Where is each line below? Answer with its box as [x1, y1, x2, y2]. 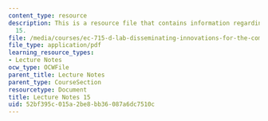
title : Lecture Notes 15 [8, 93, 91, 101]
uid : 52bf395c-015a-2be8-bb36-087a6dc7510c [8, 100, 156, 108]
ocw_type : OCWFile [8, 64, 69, 72]
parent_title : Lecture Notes [8, 71, 105, 79]
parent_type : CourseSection [8, 78, 102, 86]
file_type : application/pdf [8, 41, 102, 49]
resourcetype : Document [8, 85, 88, 94]
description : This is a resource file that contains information [8, 19, 230, 27]
